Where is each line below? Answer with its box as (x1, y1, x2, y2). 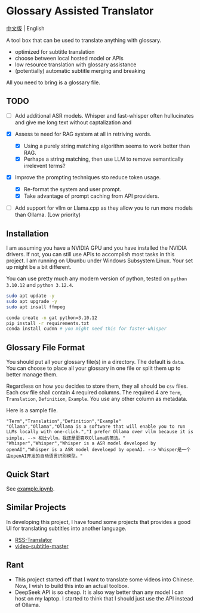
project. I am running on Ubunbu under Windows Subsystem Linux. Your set (6, 257, 193, 264)
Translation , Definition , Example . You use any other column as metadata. (6, 396, 188, 403)
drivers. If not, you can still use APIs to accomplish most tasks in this (6, 251, 175, 258)
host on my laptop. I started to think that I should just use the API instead (14, 594, 194, 602)
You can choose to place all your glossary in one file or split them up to (6, 364, 181, 372)
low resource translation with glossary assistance (14, 61, 137, 68)
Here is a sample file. (6, 407, 58, 414)
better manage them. (6, 371, 58, 378)
